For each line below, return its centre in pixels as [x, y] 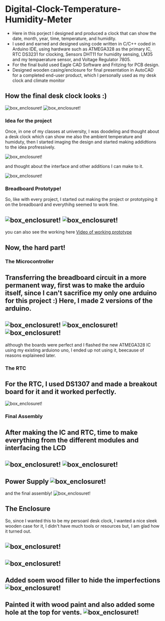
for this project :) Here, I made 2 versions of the [79, 300]
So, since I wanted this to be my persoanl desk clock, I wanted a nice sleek [81, 521]
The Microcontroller [30, 262]
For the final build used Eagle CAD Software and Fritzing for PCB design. [86, 65]
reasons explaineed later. [31, 355]
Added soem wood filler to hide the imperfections [83, 580]
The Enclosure [28, 509]
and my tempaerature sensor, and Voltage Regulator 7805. [72, 59]
